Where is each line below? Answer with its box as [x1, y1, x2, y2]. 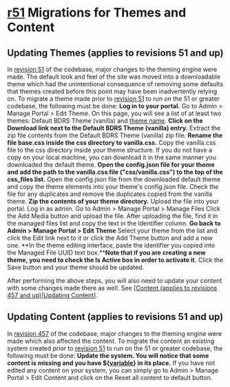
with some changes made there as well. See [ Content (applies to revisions [7, 284, 218, 292]
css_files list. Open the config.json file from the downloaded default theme [7, 175, 221, 183]
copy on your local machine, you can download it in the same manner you [7, 153, 217, 161]
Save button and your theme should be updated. [7, 264, 145, 271]
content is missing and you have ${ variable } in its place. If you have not [7, 359, 216, 367]
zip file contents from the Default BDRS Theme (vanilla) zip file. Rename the [7, 131, 222, 139]
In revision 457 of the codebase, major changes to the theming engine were [7, 329, 222, 337]
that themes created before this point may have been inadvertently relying [7, 88, 218, 95]
